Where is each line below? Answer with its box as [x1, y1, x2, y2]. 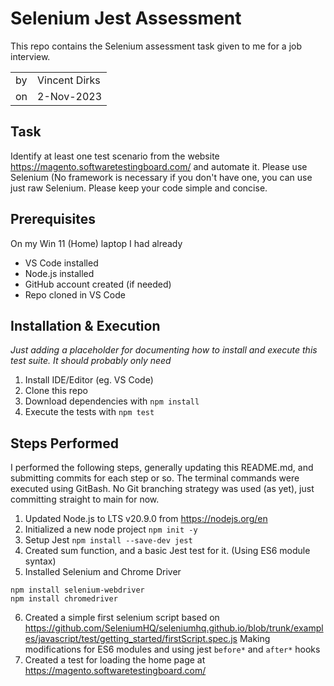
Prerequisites [10, 211, 96, 228]
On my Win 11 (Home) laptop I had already [10, 237, 183, 249]
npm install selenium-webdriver [10, 585, 145, 596]
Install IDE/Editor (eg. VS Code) [24, 374, 154, 386]
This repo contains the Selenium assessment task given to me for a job [10, 40, 303, 52]
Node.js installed [24, 267, 95, 279]
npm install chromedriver [10, 594, 118, 604]
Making [239, 633, 271, 645]
